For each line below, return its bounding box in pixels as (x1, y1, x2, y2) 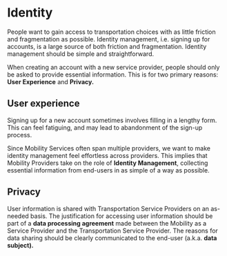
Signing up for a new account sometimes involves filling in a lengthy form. (7, 116, 217, 124)
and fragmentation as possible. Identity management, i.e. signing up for (7, 35, 210, 43)
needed (7, 212, 29, 220)
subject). (7, 241, 34, 249)
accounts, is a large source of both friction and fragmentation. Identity (7, 42, 207, 50)
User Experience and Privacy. (7, 77, 95, 86)
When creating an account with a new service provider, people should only (7, 63, 220, 71)
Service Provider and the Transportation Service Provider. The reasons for (7, 226, 219, 235)
